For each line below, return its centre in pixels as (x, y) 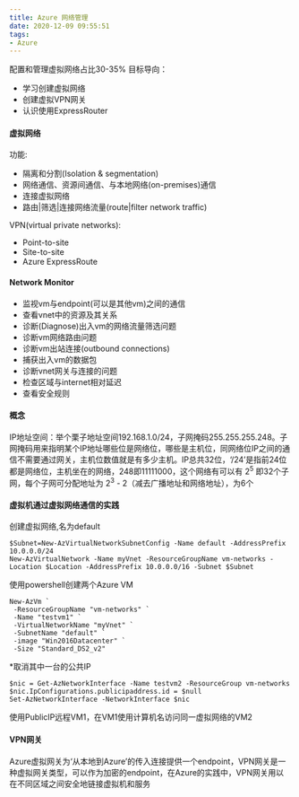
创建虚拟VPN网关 (54, 100)
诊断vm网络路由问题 (59, 337)
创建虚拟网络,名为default (55, 527)
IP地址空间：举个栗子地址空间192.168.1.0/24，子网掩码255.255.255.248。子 (149, 437)
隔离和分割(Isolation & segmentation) (90, 174)
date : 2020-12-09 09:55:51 (60, 26)
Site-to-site (43, 252)
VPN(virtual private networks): (65, 225)
